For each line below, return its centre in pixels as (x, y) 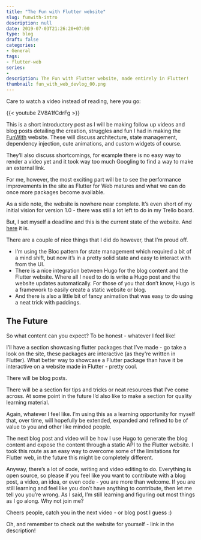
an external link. (26, 168)
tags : (13, 56)
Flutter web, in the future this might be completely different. (80, 457)
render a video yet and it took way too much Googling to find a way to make (100, 162)
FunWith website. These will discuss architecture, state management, (92, 137)
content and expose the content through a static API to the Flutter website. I (100, 445)
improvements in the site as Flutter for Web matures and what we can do (96, 186)
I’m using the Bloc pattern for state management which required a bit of (103, 251)
